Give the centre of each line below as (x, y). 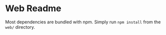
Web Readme (33, 9)
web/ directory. (20, 27)
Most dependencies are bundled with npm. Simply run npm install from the (83, 22)
